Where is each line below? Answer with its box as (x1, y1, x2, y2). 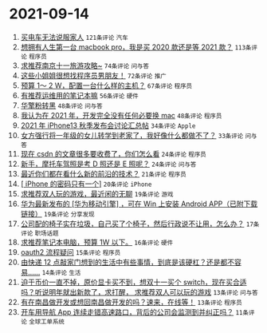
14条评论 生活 (41, 268, 81, 276)
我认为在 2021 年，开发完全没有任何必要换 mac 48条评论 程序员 (20, 110, 222, 120)
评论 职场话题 (20, 229, 59, 237)
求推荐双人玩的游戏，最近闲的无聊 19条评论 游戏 (20, 188, 174, 198)
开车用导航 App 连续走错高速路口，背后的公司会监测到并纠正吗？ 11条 (20, 307, 249, 316)
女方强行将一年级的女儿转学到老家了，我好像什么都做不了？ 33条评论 (20, 130, 244, 140)
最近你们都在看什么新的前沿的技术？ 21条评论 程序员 (20, 168, 187, 178)
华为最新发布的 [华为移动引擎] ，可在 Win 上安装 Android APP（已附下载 (20, 199, 258, 208)
